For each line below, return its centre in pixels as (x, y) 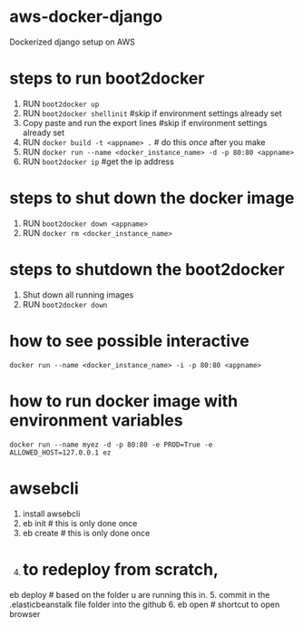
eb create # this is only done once (86, 533)
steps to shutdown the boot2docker (147, 269)
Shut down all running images (78, 294)
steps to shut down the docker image (152, 198)
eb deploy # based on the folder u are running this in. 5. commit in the (140, 594)
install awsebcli (51, 514)
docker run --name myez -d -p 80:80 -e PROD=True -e (111, 445)
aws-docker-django (86, 17)
